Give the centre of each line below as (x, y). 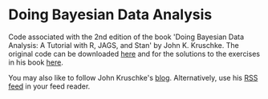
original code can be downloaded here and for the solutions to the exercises (134, 53)
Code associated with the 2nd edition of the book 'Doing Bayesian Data (126, 37)
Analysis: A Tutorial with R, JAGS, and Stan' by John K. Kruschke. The (124, 45)
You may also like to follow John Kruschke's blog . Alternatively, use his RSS (133, 77)
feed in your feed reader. (49, 86)
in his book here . (36, 62)
